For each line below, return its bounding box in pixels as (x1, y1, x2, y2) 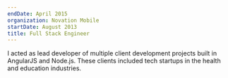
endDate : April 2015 (7, 10, 68, 18)
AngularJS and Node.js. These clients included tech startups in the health (7, 57, 221, 65)
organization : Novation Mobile (7, 17, 100, 24)
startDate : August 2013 (7, 23, 78, 30)
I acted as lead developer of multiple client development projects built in (7, 49, 217, 58)
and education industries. (7, 64, 82, 72)
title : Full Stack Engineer (7, 30, 90, 37)
